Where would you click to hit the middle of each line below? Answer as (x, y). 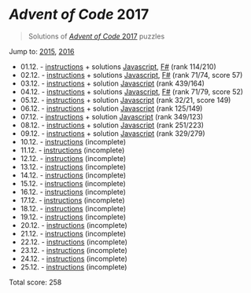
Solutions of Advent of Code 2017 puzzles (96, 36)
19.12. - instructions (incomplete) (73, 217)
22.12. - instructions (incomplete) (74, 242)
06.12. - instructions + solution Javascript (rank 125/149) (111, 108)
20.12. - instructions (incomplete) (74, 225)
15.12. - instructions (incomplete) (73, 183)
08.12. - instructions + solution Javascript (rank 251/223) (112, 125)
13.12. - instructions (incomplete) (73, 167)
